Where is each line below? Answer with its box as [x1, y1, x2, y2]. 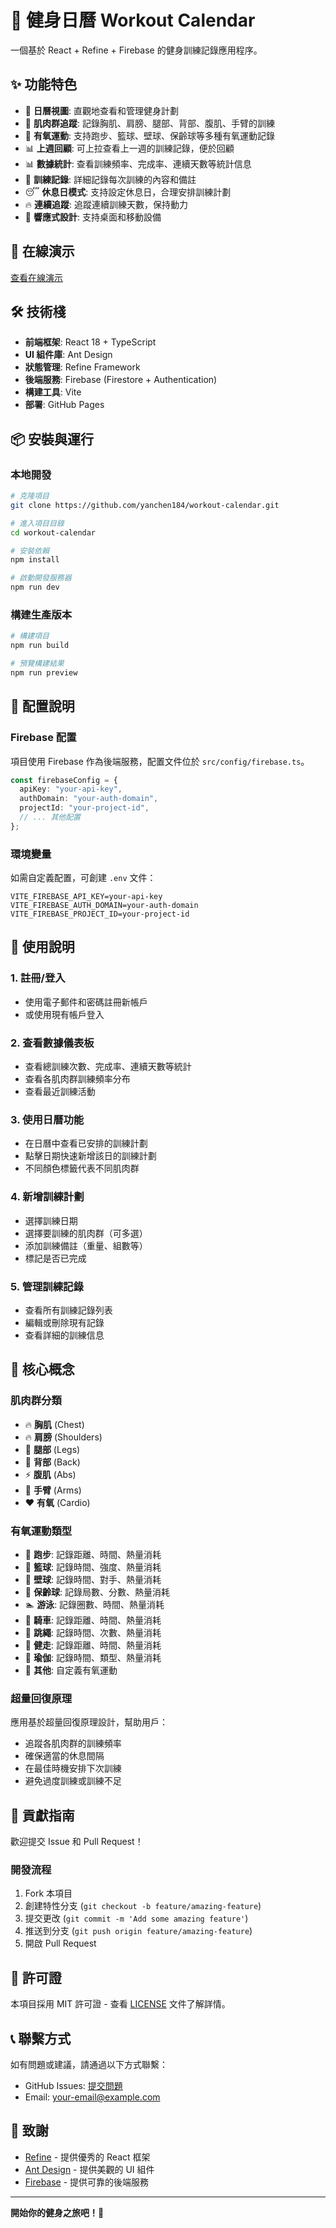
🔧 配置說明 [10, 698, 75, 715]
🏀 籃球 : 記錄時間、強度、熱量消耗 [24, 1561, 162, 1573]
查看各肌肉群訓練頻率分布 [24, 1073, 131, 1085]
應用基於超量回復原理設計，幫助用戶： [10, 1716, 168, 1728]
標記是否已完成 [24, 1252, 87, 1264]
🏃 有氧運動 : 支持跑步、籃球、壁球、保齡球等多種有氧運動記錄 [24, 129, 275, 141]
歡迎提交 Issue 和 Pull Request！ [10, 1836, 144, 1848]
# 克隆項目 [10, 491, 50, 501]
